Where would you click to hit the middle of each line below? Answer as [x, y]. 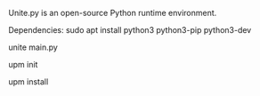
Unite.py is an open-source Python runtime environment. [113, 13]
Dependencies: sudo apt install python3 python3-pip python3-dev [130, 30]
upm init [23, 64]
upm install [28, 82]
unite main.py [33, 47]
